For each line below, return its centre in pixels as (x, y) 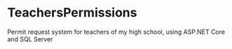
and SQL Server (30, 39)
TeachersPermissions (72, 13)
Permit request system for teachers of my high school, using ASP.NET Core (116, 32)
